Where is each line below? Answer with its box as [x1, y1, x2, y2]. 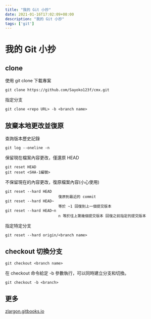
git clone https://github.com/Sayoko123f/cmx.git [5, 88, 110, 93]
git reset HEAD [5, 164, 37, 170]
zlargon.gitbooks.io [5, 308, 45, 314]
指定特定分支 [5, 223, 31, 229]
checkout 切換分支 [5, 247, 63, 256]
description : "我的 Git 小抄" [5, 16, 64, 21]
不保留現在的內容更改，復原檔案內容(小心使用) [5, 179, 100, 185]
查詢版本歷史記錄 [5, 136, 40, 142]
